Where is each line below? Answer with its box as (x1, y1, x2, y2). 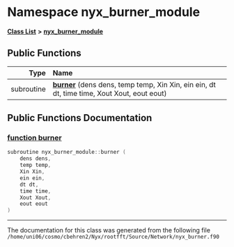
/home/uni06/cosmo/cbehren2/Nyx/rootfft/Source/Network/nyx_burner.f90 (7, 234, 219, 241)
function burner (7, 133, 62, 143)
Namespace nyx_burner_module (7, 4, 201, 20)
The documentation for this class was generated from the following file (7, 226, 211, 234)
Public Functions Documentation (7, 112, 153, 124)
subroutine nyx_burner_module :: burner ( (7, 149, 127, 156)
